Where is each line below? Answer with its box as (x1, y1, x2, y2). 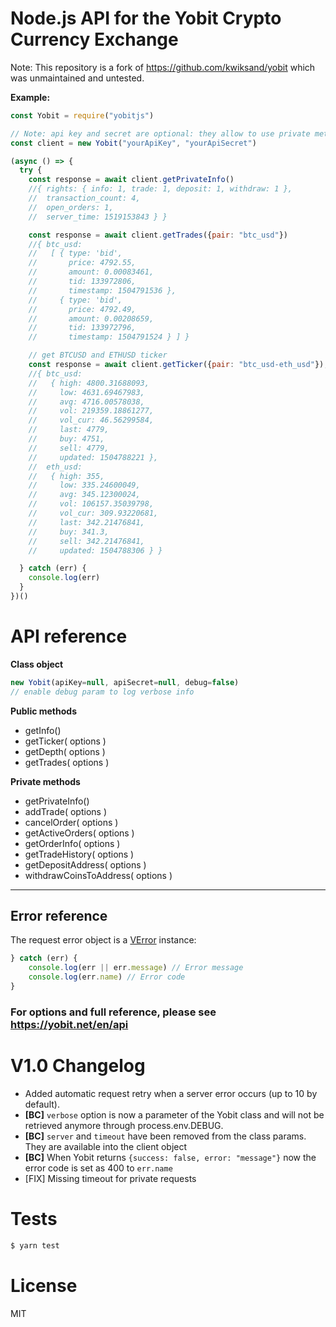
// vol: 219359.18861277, (28, 406, 155, 416)
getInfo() (24, 724, 62, 736)
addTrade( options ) (24, 805, 107, 817)
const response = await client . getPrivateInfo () (28, 175, 235, 185)
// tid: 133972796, (28, 323, 137, 333)
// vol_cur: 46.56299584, (28, 415, 155, 426)
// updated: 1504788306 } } (28, 545, 163, 556)
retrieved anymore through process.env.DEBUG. (24, 1119, 224, 1131)
